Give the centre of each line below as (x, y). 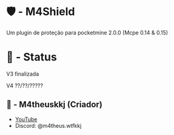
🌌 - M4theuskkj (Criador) (55, 104)
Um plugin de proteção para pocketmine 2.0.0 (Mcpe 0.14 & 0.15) (87, 32)
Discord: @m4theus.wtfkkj (48, 125)
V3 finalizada (23, 74)
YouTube (26, 119)
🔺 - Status (32, 57)
